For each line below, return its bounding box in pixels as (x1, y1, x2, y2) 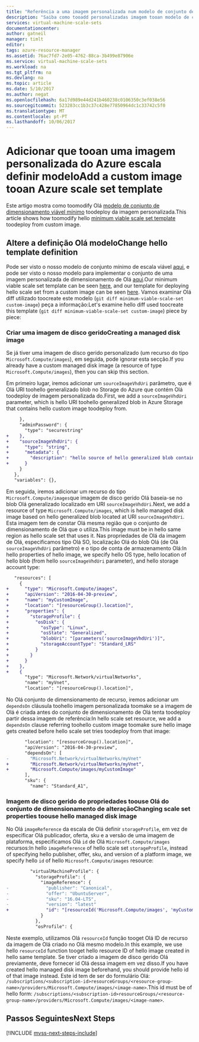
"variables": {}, (14, 477, 57, 483)
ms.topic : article (6, 81, 52, 87)
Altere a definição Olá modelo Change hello (6, 238, 168, 248)
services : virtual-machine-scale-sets (6, 20, 102, 26)
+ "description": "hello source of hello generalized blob (6, 455, 174, 461)
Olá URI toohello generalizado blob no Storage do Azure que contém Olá (6, 386, 183, 393)
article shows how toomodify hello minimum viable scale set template (6, 215, 176, 222)
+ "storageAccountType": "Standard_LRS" (6, 641, 136, 647)
